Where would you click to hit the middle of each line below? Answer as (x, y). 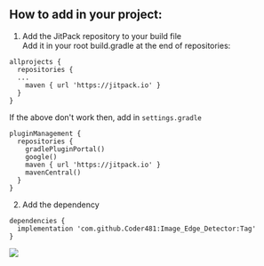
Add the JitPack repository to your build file (102, 36)
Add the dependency (60, 205)
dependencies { (37, 221)
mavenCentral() (53, 173)
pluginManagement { (45, 133)
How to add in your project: (86, 15)
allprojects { (36, 61)
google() (41, 157)
